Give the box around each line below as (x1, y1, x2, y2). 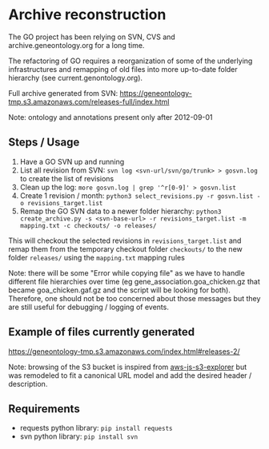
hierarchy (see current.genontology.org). (8, 73, 143, 82)
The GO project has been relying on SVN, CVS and (8, 32, 176, 42)
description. (8, 379, 48, 388)
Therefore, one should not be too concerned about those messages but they (8, 293, 261, 303)
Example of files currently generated (8, 325, 195, 339)
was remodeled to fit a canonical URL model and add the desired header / (8, 370, 252, 380)
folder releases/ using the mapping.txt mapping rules (8, 252, 186, 262)
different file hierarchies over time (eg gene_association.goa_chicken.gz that (8, 276, 260, 286)
